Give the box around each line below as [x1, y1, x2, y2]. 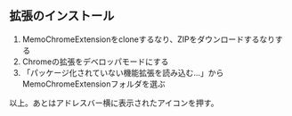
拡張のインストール [9, 8, 115, 24]
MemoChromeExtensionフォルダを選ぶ [21, 79, 166, 89]
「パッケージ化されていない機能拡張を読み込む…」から [21, 67, 224, 78]
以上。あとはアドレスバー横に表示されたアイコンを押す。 [9, 97, 219, 108]
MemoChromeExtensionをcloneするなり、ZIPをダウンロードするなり [21, 34, 276, 45]
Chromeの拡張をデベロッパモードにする [21, 56, 169, 67]
